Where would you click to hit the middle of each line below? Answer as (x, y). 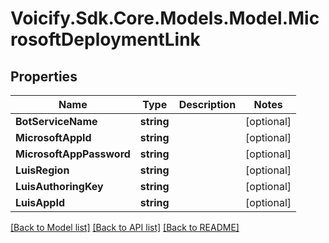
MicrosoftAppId (53, 137)
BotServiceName (56, 121)
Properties (44, 76)
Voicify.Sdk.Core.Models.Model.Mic (165, 18)
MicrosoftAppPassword (73, 154)
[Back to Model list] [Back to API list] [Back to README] (125, 227)
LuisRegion (42, 170)
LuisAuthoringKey (59, 186)
